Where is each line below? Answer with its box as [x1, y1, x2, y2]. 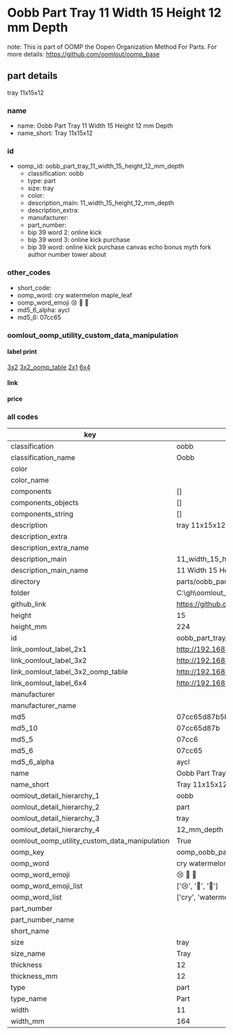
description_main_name [10, 565, 89, 575]
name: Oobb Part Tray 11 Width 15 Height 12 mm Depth [17, 121, 173, 130]
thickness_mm [10, 971, 58, 981]
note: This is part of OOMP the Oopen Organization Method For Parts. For [7, 42, 217, 51]
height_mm [10, 622, 47, 632]
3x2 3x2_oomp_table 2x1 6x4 [7, 363, 91, 371]
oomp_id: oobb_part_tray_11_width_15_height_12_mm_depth [17, 162, 184, 171]
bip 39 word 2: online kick [27, 228, 102, 237]
